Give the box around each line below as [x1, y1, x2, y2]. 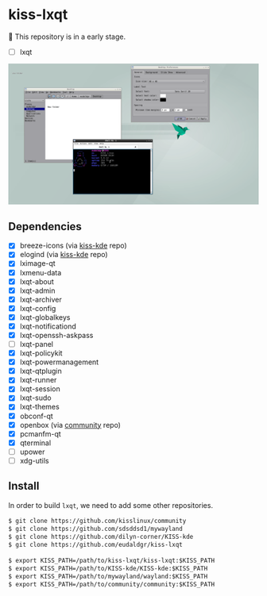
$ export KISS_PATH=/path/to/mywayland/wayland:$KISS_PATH [8, 572, 208, 580]
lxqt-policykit [19, 348, 63, 358]
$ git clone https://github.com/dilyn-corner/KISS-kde [8, 533, 194, 540]
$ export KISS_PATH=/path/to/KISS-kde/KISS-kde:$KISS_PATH [8, 564, 208, 572]
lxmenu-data [19, 267, 62, 277]
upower [19, 447, 45, 456]
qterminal [19, 438, 52, 448]
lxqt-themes [19, 402, 60, 412]
